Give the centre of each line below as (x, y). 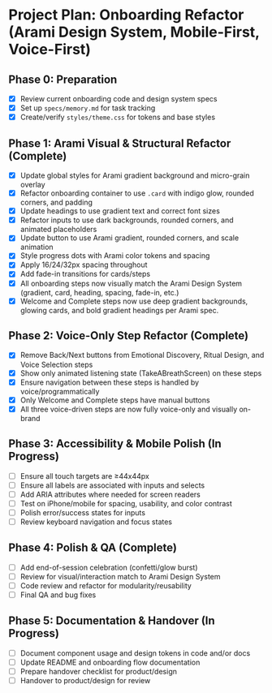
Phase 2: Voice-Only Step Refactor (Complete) (129, 336)
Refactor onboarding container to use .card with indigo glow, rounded (137, 193)
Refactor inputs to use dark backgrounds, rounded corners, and (127, 220)
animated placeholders (58, 230)
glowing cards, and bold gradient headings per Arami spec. (119, 310)
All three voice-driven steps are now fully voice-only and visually (129, 409)
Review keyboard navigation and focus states (96, 522)
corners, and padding (56, 202)
